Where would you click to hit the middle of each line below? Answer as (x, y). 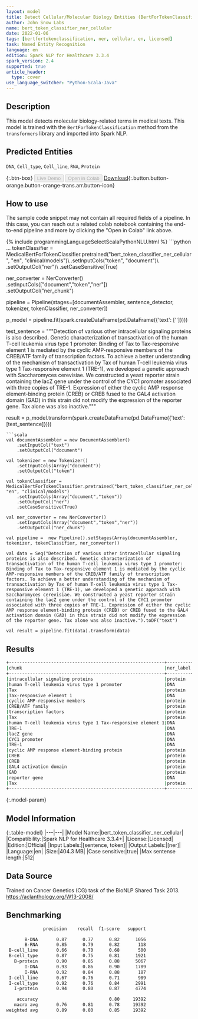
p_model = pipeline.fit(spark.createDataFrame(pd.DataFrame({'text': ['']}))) (97, 320)
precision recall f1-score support (95, 929)
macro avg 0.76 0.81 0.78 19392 (80, 1005)
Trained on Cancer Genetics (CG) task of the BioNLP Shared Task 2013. (93, 890)
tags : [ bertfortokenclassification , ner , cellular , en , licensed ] (89, 39)
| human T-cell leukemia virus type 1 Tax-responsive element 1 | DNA (91, 723)
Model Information (41, 818)
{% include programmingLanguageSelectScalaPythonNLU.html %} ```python (99, 242)
